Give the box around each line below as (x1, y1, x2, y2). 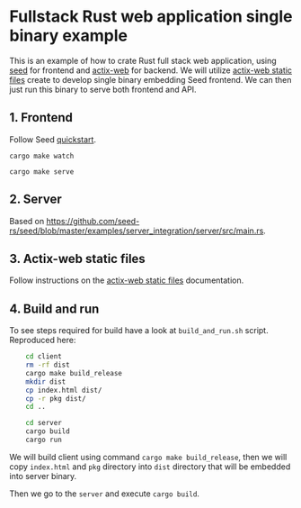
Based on (9, 215, 45, 226)
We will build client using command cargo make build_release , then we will (9, 451, 288, 462)
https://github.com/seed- (46, 215, 140, 226)
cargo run (25, 435, 63, 445)
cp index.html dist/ (25, 386, 102, 395)
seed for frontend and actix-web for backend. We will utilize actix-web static (9, 65, 293, 76)
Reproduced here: (9, 335, 76, 346)
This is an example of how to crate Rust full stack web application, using (9, 55, 277, 66)
